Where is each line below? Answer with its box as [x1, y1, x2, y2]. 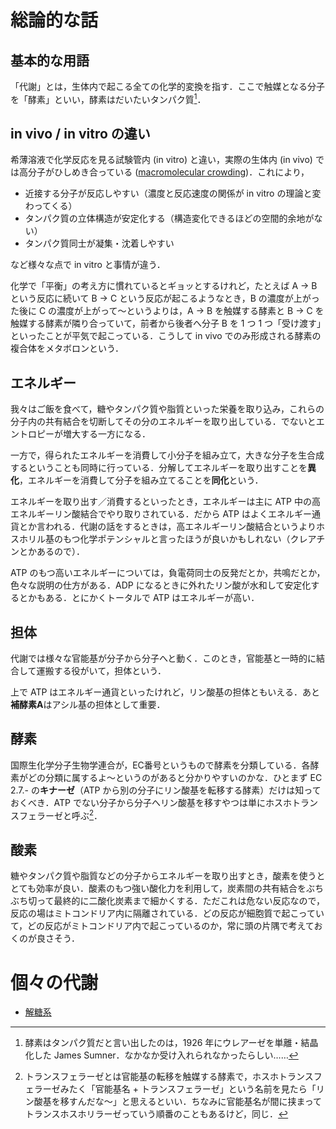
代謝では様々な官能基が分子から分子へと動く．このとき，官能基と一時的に [10, 652, 317, 665]
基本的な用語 [10, 52, 90, 69]
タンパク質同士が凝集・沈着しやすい [24, 237, 175, 250]
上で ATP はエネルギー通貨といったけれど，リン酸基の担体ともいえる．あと [10, 686, 320, 698]
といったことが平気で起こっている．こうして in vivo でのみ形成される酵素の [10, 330, 322, 342]
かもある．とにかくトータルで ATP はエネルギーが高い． [27, 592, 260, 604]
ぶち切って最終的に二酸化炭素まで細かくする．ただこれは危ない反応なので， [10, 895, 325, 907]
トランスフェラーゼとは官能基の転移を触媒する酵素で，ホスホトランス [24, 1071, 314, 1083]
